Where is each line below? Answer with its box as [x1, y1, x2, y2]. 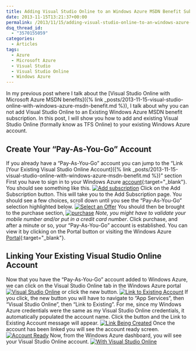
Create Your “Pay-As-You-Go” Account [6, 144, 152, 154]
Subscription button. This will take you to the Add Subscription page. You [6, 191, 182, 198]
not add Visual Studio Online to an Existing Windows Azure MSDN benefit [6, 109, 183, 116]
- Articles [11, 42, 38, 47]
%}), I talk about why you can [118, 102, 189, 109]
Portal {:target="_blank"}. [6, 234, 66, 241]
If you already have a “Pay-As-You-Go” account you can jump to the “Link [6, 159, 183, 167]
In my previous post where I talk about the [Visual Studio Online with [6, 90, 170, 97]
